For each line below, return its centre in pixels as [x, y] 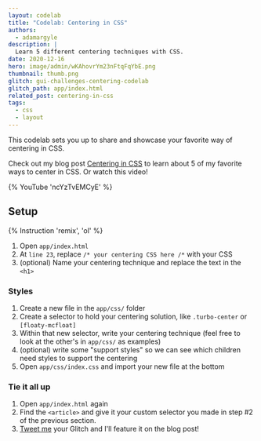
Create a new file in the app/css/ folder [82, 308]
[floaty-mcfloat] [48, 325]
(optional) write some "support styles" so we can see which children [130, 349]
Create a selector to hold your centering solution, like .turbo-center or [133, 316]
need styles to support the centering [78, 358]
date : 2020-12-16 [36, 60]
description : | [33, 45]
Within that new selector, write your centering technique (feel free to [130, 333]
